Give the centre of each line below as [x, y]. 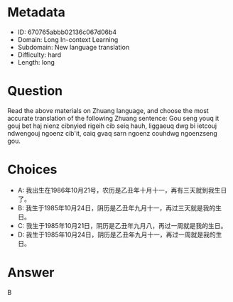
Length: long [36, 62]
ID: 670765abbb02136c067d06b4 [67, 32]
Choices [32, 169]
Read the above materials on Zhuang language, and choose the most [108, 110]
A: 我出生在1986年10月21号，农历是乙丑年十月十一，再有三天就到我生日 [122, 190]
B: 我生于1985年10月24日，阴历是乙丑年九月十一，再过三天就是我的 [116, 207]
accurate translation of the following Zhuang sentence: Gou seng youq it [113, 118]
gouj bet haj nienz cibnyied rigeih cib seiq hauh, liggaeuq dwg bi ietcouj [112, 126]
